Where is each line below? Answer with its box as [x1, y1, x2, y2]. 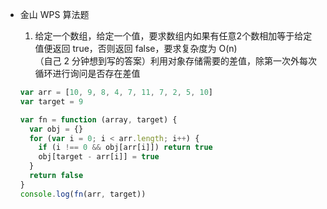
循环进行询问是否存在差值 [34, 68, 141, 79]
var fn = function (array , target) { [19, 114, 178, 125]
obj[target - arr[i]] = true [38, 152, 160, 162]
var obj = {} [29, 124, 84, 134]
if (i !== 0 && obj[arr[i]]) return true [38, 143, 213, 153]
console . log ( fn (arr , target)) [19, 189, 147, 199]
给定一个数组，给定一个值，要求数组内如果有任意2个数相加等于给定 [34, 30, 313, 42]
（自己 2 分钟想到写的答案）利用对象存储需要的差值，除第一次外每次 [34, 55, 318, 67]
